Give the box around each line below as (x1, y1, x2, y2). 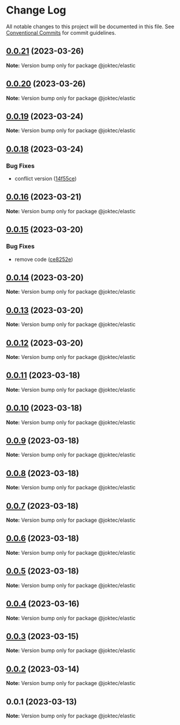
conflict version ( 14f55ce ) (14, 175, 77, 182)
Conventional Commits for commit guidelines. (6, 29, 116, 36)
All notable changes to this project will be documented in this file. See (6, 23, 175, 30)
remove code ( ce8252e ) (14, 256, 73, 263)
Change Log (6, 4, 66, 17)
